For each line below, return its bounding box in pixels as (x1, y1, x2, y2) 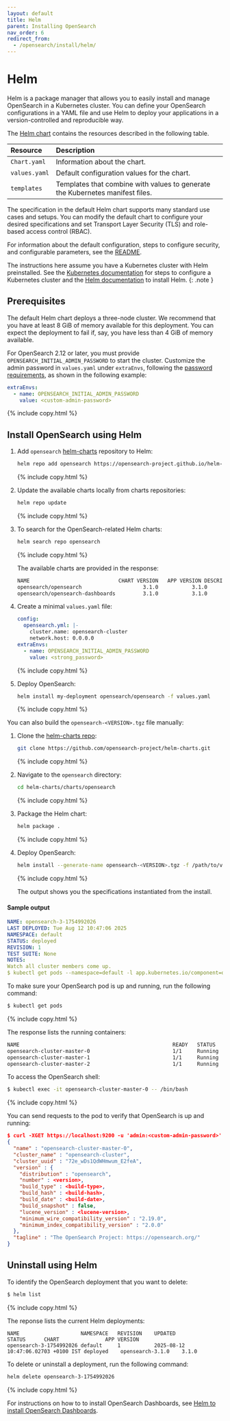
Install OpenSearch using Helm (7, 429, 142, 441)
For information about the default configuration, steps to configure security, (7, 241, 220, 249)
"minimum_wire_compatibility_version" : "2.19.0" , (19, 1215, 167, 1222)
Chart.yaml (10, 158, 46, 165)
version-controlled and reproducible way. (7, 116, 124, 124)
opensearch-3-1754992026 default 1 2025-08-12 (7, 1341, 186, 1349)
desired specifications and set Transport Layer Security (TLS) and (7, 220, 194, 228)
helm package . (16, 823, 61, 830)
